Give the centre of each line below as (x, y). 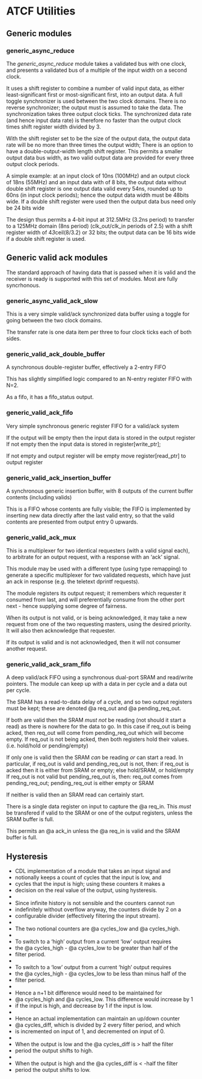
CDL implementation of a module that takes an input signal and (93, 871)
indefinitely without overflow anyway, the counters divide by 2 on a (98, 909)
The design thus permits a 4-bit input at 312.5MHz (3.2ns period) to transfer (100, 219)
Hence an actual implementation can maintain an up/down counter (97, 1019)
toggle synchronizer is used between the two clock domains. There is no (96, 101)
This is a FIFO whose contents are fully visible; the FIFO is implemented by (99, 509)
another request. (27, 649)
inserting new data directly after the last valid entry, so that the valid (90, 515)
